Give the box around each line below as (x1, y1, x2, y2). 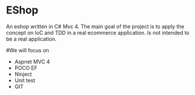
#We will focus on (6, 46, 50, 53)
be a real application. (6, 35, 57, 42)
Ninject (14, 70, 32, 77)
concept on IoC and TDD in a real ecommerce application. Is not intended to (6, 29, 190, 36)
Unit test (14, 77, 35, 84)
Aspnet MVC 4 (14, 58, 50, 65)
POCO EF (14, 64, 37, 71)
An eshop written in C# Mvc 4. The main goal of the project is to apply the (6, 23, 184, 30)
